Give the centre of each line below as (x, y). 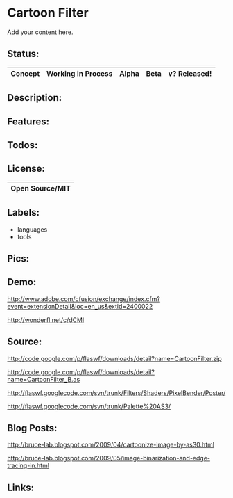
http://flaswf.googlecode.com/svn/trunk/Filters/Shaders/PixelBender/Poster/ (116, 393)
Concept (25, 73)
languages (32, 229)
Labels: (24, 212)
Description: (35, 98)
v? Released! (190, 73)
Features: (28, 121)
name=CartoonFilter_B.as (44, 379)
